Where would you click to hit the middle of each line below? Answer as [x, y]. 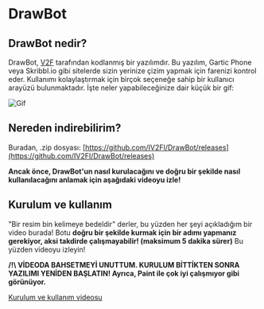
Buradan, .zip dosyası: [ [47, 147]
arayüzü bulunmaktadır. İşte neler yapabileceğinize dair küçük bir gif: [121, 88]
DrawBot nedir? [48, 43]
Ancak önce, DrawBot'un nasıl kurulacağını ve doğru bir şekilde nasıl [124, 171]
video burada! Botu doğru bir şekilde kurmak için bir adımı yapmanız [122, 233]
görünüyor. [27, 282]
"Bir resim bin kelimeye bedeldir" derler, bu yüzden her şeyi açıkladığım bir [130, 224]
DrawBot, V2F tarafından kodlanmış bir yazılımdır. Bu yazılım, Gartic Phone [130, 62]
